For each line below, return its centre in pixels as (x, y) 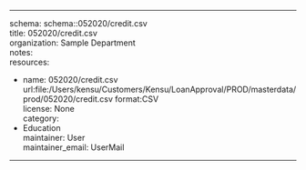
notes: (21, 52)
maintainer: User (54, 138)
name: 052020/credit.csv (70, 80)
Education (41, 128)
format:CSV (137, 99)
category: (41, 118)
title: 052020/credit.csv (54, 33)
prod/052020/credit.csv (68, 99)
